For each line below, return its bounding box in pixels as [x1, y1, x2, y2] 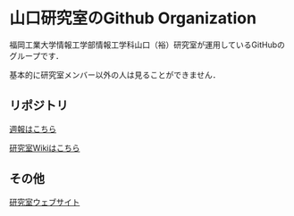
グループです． [9, 50, 64, 61]
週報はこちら [9, 123, 56, 134]
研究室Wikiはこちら [9, 142, 80, 153]
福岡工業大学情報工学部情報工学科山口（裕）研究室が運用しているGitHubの [9, 39, 286, 50]
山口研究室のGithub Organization [9, 8, 257, 29]
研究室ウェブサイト [9, 196, 80, 207]
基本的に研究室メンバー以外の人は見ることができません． [9, 69, 221, 80]
